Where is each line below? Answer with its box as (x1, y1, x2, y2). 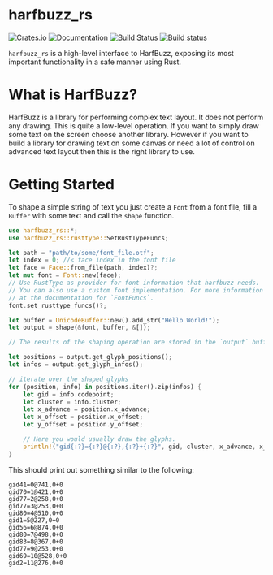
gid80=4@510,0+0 (8, 509, 63, 517)
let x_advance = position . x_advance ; (23, 405, 151, 413)
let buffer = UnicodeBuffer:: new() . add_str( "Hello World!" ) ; (8, 316, 220, 324)
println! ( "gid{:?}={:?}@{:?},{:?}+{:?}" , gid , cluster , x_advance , (23, 443, 256, 451)
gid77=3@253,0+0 (8, 502, 63, 510)
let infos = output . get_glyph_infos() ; (8, 361, 144, 369)
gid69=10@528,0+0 (8, 551, 67, 560)
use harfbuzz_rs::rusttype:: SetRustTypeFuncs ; (8, 234, 169, 242)
